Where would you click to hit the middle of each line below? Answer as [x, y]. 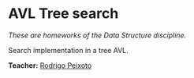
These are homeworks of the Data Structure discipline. [97, 35]
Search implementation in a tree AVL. [68, 50]
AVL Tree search [63, 14]
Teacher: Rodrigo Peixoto [50, 65]
